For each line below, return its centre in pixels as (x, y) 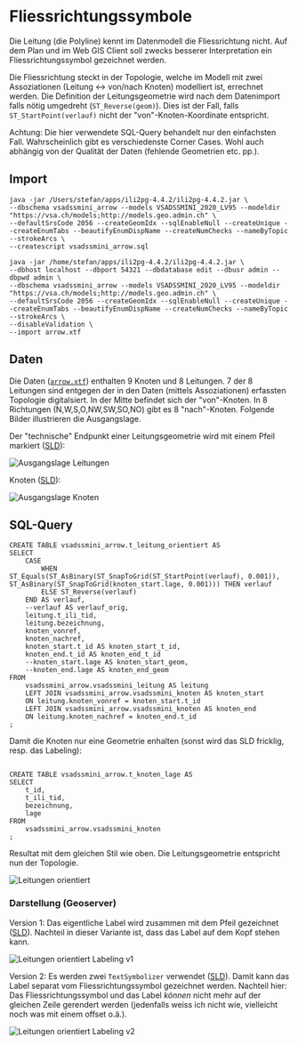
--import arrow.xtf (45, 332)
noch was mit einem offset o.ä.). (68, 1014)
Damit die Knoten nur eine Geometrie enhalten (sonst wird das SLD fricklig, (147, 741)
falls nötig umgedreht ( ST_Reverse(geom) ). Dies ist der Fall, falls (124, 105)
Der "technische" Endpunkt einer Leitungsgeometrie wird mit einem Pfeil (142, 436)
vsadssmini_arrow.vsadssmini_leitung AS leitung (117, 686)
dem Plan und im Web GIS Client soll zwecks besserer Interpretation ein (141, 50)
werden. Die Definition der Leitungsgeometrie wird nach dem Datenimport (145, 96)
